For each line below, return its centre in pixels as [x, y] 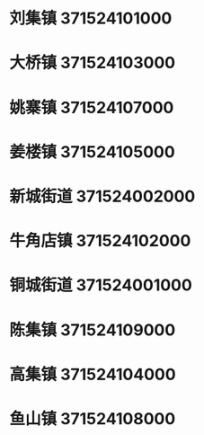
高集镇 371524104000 [93, 374]
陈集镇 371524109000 [93, 330]
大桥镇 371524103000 [93, 63]
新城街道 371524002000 [102, 196]
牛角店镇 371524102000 [100, 241]
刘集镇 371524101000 [91, 18]
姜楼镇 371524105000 [92, 151]
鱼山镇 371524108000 [93, 418]
